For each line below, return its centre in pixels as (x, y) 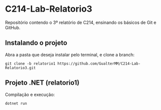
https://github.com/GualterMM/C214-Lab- (99, 64)
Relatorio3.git (20, 68)
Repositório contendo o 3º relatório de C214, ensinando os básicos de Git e (81, 22)
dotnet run (16, 103)
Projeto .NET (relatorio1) (42, 83)
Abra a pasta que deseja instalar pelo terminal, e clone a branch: (70, 55)
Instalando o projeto (36, 43)
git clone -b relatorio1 (30, 64)
